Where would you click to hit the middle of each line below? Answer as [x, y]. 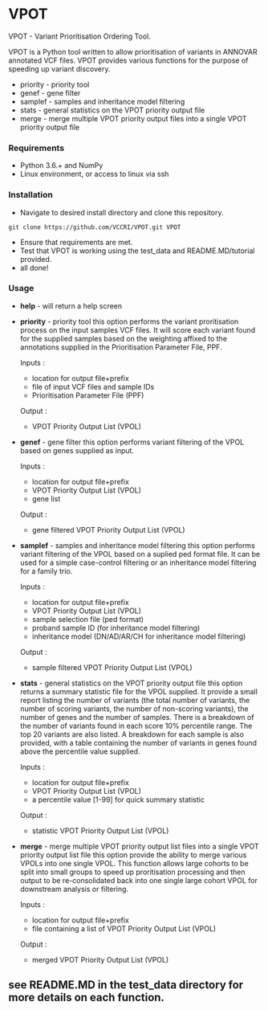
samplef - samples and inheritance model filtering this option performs [137, 545]
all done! [34, 268]
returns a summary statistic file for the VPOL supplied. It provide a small [139, 691]
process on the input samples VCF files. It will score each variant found [138, 329]
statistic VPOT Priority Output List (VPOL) [100, 830]
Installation [31, 195]
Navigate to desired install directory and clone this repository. [122, 212]
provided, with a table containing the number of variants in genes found [138, 742]
